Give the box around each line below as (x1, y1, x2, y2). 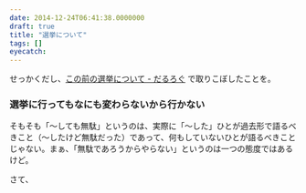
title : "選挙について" (9, 30, 88, 39)
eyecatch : (9, 47, 47, 56)
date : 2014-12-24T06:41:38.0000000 (9, 13, 145, 23)
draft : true (9, 22, 55, 31)
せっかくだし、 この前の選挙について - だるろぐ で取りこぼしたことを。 (9, 74, 276, 85)
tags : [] (9, 38, 43, 48)
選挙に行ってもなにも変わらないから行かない (9, 98, 206, 111)
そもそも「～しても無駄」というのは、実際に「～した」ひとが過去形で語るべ (9, 120, 297, 132)
